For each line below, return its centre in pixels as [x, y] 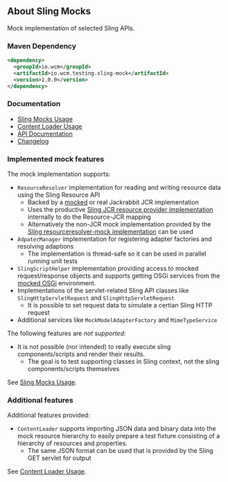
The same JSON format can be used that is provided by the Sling [120, 451]
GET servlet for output [59, 458]
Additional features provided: [49, 416]
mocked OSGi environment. [56, 283]
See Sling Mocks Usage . [42, 382]
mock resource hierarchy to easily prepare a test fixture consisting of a [119, 436]
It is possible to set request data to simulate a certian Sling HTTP [120, 305]
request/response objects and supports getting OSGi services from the [119, 276]
